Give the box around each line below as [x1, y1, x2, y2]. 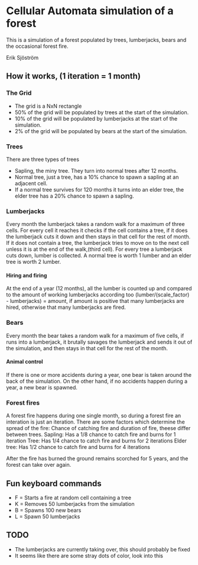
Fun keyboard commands [6, 478, 102, 489]
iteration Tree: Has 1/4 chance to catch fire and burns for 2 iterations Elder [6, 437, 187, 444]
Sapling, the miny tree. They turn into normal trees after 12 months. [14, 167, 178, 174]
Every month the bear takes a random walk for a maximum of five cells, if [6, 332, 184, 339]
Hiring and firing [6, 272, 47, 279]
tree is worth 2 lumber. [6, 259, 61, 266]
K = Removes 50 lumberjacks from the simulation [14, 501, 135, 508]
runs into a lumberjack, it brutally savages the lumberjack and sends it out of [6, 338, 193, 346]
